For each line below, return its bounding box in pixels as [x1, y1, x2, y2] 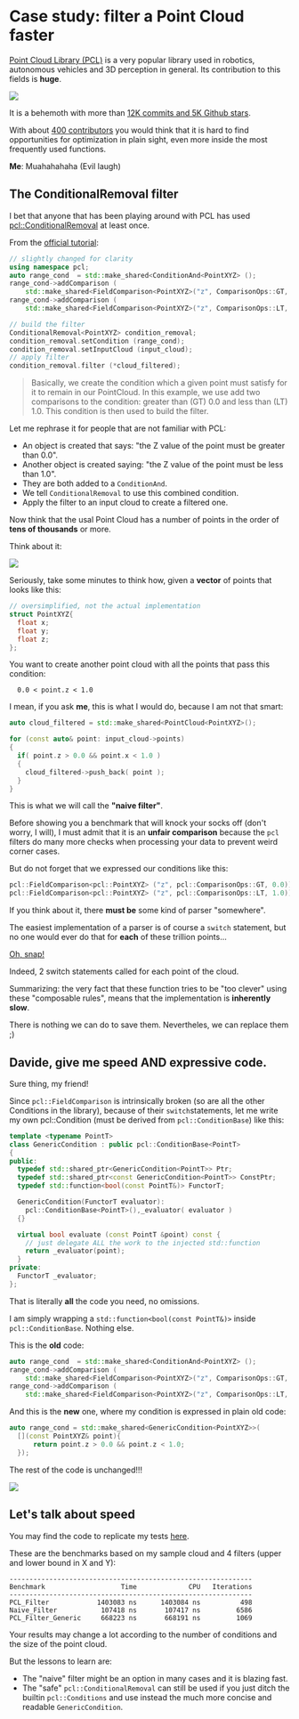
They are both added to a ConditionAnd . [21, 478, 167, 489]
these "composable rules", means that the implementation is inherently [9, 993, 271, 1003]
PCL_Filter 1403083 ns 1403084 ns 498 [9, 1598, 253, 1607]
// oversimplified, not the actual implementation [9, 602, 201, 611]
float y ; [17, 626, 50, 636]
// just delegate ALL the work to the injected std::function [25, 1238, 261, 1247]
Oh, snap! [9, 949, 45, 960]
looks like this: [9, 585, 62, 596]
